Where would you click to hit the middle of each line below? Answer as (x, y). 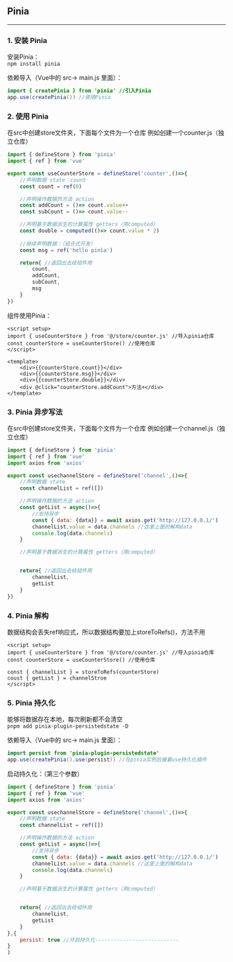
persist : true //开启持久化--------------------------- (99, 940)
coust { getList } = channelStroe (57, 678)
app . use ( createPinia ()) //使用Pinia (59, 97)
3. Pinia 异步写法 (35, 412)
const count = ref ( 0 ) (51, 187)
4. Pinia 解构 (28, 615)
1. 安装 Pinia (27, 40)
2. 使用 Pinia (28, 116)
